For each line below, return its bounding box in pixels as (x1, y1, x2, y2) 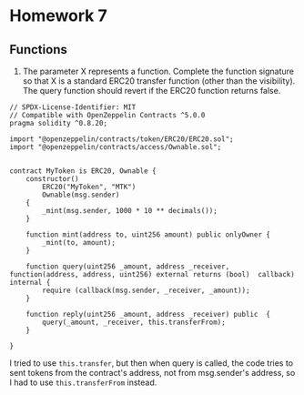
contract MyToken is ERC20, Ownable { (9, 167, 157, 176)
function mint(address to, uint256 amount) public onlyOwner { (25, 230, 271, 239)
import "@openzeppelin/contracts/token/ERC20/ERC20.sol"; (9, 135, 234, 144)
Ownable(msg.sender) (42, 190, 120, 199)
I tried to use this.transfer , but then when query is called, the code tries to (9, 358, 294, 369)
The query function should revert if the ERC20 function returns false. (22, 86, 281, 96)
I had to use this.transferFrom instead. (9, 377, 157, 388)
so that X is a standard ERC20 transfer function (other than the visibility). (22, 76, 296, 86)
